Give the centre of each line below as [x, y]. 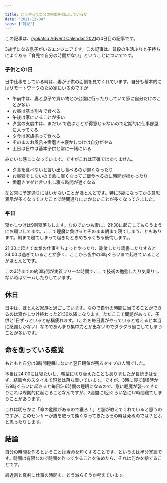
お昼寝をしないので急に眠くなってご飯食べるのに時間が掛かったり [80, 176]
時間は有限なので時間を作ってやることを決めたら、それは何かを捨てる [85, 458]
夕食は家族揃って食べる [36, 136]
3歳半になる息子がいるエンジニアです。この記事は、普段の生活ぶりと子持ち [83, 49]
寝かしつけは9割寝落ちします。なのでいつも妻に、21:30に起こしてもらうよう [83, 225]
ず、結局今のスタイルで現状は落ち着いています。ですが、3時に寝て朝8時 [80, 380]
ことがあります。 [27, 399]
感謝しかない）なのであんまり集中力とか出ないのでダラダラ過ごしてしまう [86, 326]
